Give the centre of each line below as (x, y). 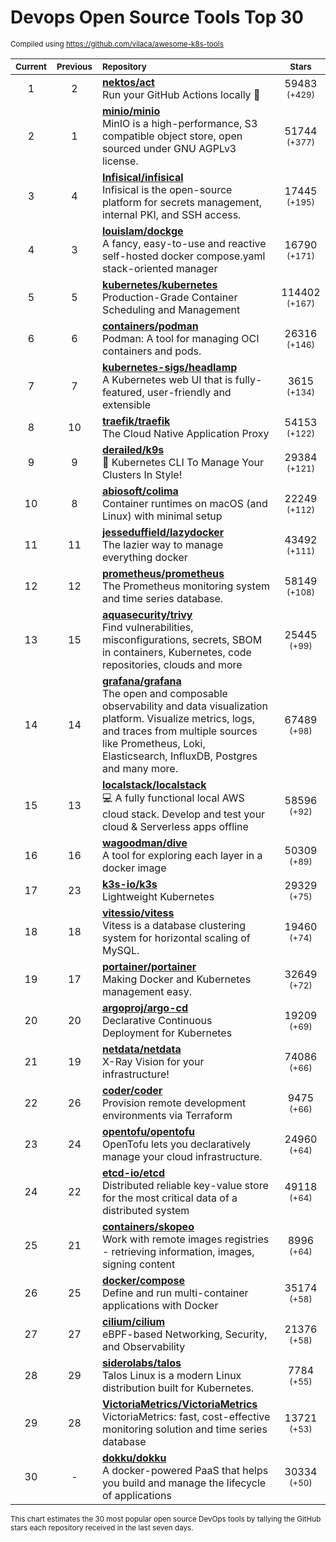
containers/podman (150, 326)
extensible (126, 404)
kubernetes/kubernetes (159, 284)
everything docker (144, 557)
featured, (123, 392)
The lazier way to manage (162, 544)
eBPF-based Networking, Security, (184, 1334)
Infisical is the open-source (167, 189)
